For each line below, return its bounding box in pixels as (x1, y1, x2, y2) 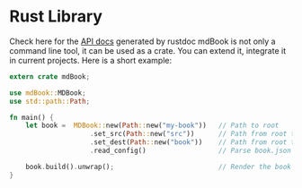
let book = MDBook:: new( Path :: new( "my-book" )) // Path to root (25, 121, 280, 131)
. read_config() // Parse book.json (89, 146, 292, 156)
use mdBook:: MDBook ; (9, 88, 87, 98)
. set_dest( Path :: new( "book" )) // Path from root (89, 138, 288, 147)
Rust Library (9, 6, 103, 27)
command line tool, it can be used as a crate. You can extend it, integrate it (9, 45, 286, 56)
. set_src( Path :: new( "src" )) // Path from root (89, 130, 288, 139)
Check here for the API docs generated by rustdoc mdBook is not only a (9, 36, 276, 47)
